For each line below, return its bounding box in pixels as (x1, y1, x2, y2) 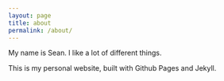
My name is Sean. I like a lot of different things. (8, 48, 162, 58)
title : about (8, 19, 52, 27)
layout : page (8, 11, 52, 20)
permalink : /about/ (8, 26, 73, 34)
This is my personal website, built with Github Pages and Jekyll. (8, 64, 217, 73)
